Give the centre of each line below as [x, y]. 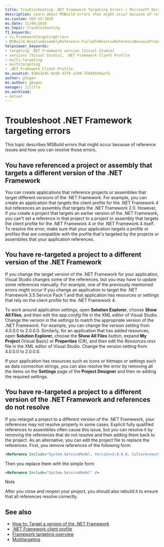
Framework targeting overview [43, 534]
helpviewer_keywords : [27, 46]
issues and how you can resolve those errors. [51, 150]
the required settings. [27, 376]
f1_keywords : [18, 32]
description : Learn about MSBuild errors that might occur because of [78, 14]
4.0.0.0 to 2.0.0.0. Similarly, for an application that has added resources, [77, 330]
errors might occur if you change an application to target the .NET [71, 289]
